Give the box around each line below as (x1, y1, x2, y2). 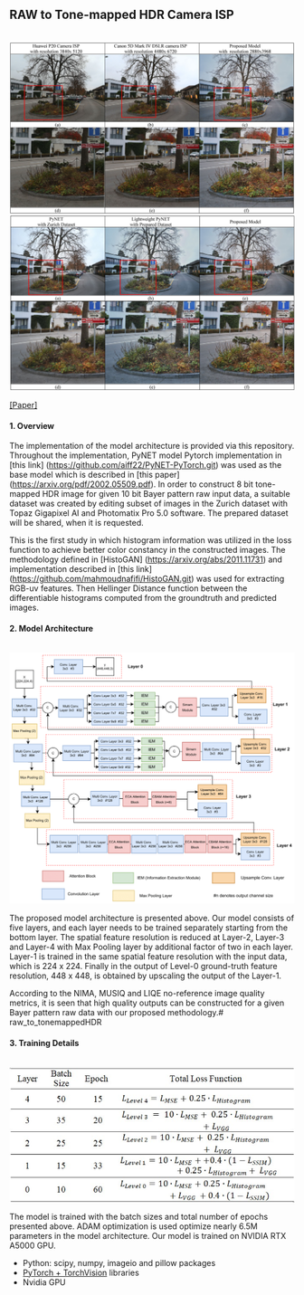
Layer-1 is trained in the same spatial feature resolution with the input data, (9, 950, 288, 962)
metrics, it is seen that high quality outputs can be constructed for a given (9, 997, 285, 1008)
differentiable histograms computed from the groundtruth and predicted (9, 593, 278, 604)
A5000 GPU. (9, 1240, 56, 1251)
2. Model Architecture (9, 623, 93, 633)
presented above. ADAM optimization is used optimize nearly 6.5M (9, 1221, 258, 1232)
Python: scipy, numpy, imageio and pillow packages (22, 1257, 216, 1268)
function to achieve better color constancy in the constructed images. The (9, 545, 287, 556)
